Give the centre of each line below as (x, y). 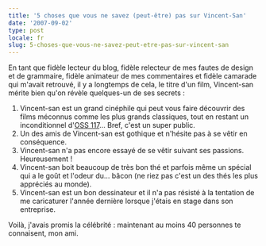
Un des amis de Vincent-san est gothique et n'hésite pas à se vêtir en (133, 134)
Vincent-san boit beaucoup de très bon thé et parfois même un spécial (135, 167)
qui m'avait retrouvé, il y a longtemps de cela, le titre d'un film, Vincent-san (131, 85)
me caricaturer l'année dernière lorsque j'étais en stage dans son (126, 201)
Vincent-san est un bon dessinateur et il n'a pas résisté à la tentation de (137, 193)
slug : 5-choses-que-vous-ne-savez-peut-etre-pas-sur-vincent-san (118, 45)
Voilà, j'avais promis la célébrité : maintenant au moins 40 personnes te (125, 225)
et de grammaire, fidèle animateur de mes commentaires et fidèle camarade (133, 76)
